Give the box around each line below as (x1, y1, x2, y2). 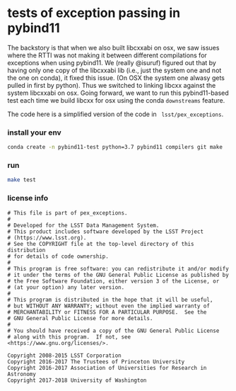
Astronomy (7, 370, 37, 378)
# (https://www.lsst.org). (7, 234, 87, 242)
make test (7, 176, 37, 183)
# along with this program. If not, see (7, 333, 131, 341)
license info (7, 193, 49, 203)
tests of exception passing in (7, 5, 181, 21)
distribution (7, 246, 46, 254)
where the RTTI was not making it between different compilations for (7, 51, 207, 59)
